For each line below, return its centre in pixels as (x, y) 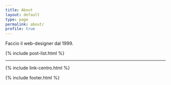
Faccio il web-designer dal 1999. (39, 43)
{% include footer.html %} (33, 78)
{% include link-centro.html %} (38, 68)
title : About (19, 10)
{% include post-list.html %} (35, 53)
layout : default (22, 15)
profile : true (20, 29)
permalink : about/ (25, 24)
